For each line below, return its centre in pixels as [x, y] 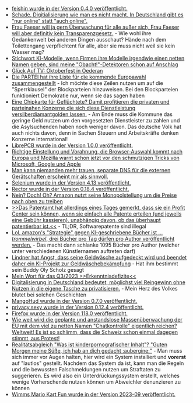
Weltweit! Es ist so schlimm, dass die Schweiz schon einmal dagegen [95, 332]
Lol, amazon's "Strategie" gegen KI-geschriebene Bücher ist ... [87, 233]
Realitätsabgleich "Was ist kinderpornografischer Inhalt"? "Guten [90, 344]
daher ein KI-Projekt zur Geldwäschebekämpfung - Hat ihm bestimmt [95, 264]
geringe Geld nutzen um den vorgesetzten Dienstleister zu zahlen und [96, 120]
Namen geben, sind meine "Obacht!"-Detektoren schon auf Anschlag [95, 64]
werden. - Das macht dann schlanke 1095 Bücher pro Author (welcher [95, 245]
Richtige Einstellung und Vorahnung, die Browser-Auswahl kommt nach [97, 151]
